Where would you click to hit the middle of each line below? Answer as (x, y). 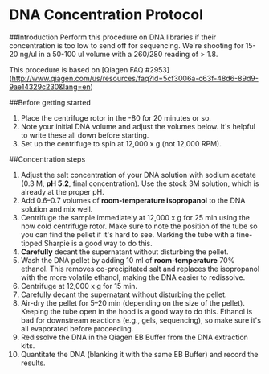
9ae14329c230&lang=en (50, 87)
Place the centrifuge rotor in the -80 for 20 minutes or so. (116, 117)
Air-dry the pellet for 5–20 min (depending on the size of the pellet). (133, 302)
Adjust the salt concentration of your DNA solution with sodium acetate (138, 175)
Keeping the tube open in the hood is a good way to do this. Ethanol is (137, 311)
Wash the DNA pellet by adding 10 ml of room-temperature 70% (128, 260)
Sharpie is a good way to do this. (98, 243)
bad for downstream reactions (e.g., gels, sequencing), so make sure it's (141, 320)
